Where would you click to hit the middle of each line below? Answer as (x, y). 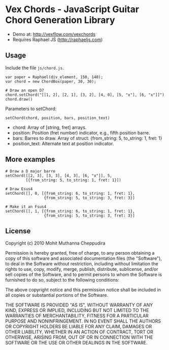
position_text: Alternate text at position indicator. (63, 144)
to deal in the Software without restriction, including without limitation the (82, 264)
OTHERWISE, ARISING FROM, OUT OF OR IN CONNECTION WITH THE (79, 337)
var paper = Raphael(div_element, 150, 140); (54, 77)
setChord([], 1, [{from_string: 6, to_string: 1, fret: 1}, (70, 211)
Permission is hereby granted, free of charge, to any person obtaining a (80, 253)
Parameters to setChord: (31, 109)
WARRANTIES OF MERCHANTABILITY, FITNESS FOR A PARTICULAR (77, 316)
